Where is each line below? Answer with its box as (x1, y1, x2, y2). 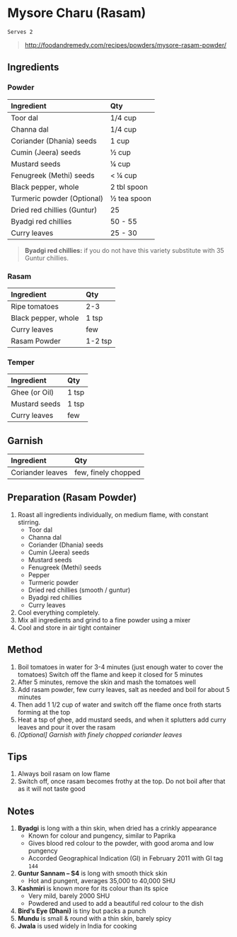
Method (7, 644, 43, 656)
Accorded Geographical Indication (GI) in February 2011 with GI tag (28, 854, 224, 863)
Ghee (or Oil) (11, 387, 54, 397)
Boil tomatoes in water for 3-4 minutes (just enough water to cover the (17, 662, 224, 671)
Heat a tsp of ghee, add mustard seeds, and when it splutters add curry (17, 715, 226, 724)
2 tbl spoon (110, 182, 149, 192)
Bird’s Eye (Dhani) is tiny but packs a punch (17, 907, 146, 915)
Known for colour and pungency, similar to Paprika (28, 831, 176, 840)
